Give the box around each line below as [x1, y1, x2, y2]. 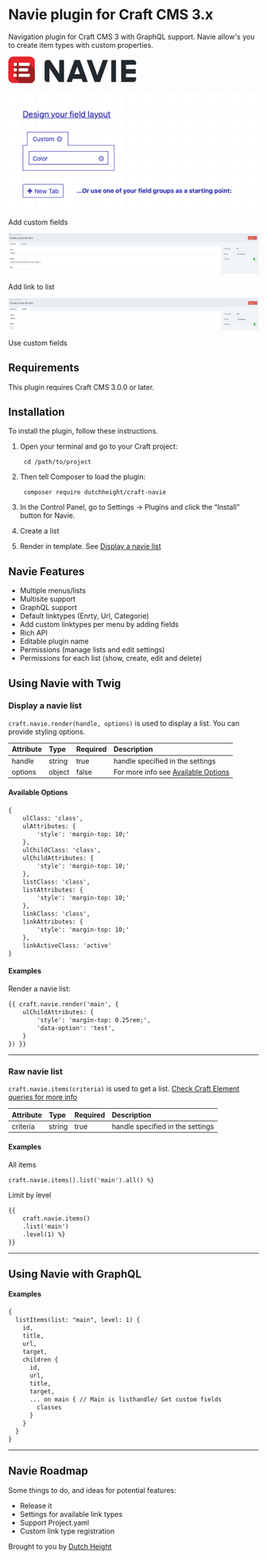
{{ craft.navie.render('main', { [8, 1000, 119, 1008]
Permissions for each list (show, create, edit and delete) [19, 654, 203, 663]
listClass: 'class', [22, 877, 91, 886]
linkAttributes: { [22, 917, 83, 926]
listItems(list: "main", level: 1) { [15, 1316, 141, 1324]
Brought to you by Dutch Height [8, 1542, 112, 1551]
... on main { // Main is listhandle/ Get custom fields [29, 1396, 222, 1404]
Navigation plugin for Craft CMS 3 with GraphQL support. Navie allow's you [8, 32, 255, 41]
